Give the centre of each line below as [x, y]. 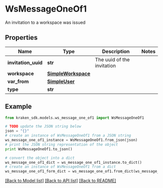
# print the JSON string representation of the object [62, 144]
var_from [18, 81]
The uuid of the [112, 59]
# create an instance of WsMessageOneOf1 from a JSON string [68, 136]
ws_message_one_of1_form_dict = [38, 171]
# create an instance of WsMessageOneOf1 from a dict [61, 167]
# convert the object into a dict [40, 158]
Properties [21, 38]
